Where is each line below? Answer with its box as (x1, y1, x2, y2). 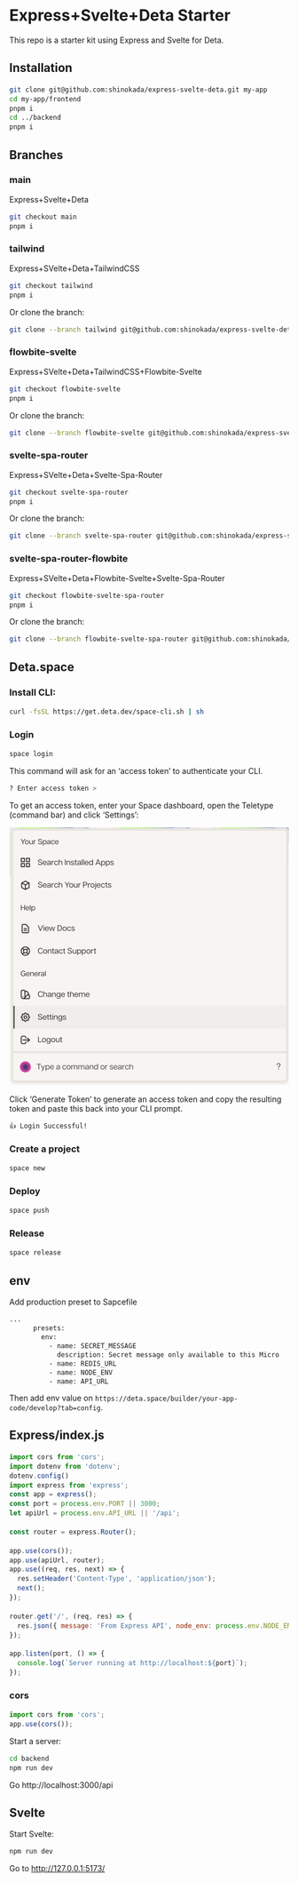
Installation (9, 60, 73, 76)
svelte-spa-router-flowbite (9, 553, 129, 565)
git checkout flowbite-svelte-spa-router (9, 591, 165, 600)
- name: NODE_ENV (48, 1368, 114, 1377)
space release (9, 1248, 62, 1257)
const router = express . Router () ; (9, 1527, 137, 1536)
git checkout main (9, 212, 77, 221)
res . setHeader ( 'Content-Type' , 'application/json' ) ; (17, 1575, 216, 1583)
